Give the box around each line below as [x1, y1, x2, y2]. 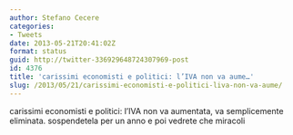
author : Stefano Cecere [9, 13, 100, 23]
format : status [9, 47, 67, 56]
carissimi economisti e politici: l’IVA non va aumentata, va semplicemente [9, 105, 284, 116]
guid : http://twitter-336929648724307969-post [9, 55, 189, 64]
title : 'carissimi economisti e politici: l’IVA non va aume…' [9, 72, 255, 82]
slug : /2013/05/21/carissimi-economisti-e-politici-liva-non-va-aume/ [9, 81, 283, 90]
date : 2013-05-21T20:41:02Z [9, 38, 116, 48]
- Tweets [9, 30, 43, 39]
